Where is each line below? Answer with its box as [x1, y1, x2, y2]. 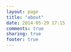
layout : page [6, 8, 39, 15]
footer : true [6, 36, 39, 42]
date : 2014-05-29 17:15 [6, 20, 66, 26]
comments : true [6, 25, 44, 32]
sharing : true [6, 31, 42, 37]
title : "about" [6, 14, 44, 20]
